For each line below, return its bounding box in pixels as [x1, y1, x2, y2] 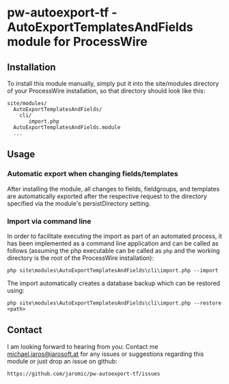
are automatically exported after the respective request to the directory [7, 192, 207, 200]
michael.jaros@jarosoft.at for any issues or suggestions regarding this [7, 350, 204, 358]
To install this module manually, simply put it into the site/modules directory [7, 80, 219, 87]
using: [7, 286, 25, 294]
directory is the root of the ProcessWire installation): [7, 254, 154, 262]
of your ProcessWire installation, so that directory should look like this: [7, 87, 206, 95]
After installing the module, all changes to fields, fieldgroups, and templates [7, 184, 220, 193]
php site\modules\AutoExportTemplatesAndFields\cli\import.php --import [7, 267, 219, 274]
